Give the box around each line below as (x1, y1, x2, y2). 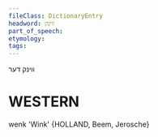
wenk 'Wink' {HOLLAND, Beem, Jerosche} (8, 119, 150, 130)
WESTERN (8, 92, 79, 111)
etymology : (8, 34, 45, 43)
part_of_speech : (8, 27, 63, 35)
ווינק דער (8, 64, 35, 74)
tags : (8, 42, 27, 50)
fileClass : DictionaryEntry (8, 11, 104, 20)
